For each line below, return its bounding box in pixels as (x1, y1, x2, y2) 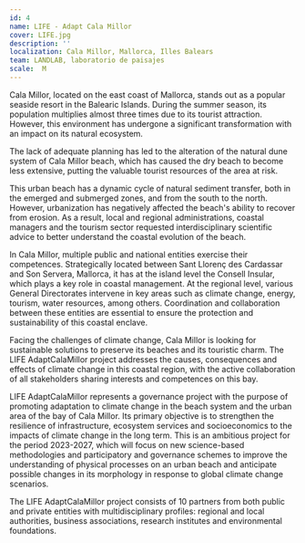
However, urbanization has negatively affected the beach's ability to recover (9, 202, 296, 213)
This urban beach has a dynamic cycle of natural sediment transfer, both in (9, 183, 291, 193)
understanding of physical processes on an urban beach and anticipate (9, 458, 278, 470)
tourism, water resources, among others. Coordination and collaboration (9, 298, 280, 308)
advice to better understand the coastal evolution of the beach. (9, 231, 247, 242)
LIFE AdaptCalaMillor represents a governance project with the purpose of (9, 391, 289, 402)
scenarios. (9, 478, 49, 489)
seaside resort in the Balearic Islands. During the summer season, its (9, 99, 267, 110)
